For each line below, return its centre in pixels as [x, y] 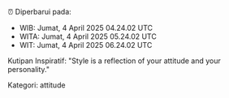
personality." [29, 69]
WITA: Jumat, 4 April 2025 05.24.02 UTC [88, 36]
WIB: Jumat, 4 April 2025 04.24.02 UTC [86, 28]
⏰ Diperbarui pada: [40, 12]
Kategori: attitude [37, 85]
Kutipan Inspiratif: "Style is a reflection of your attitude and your [114, 61]
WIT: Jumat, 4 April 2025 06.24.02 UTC [86, 45]
